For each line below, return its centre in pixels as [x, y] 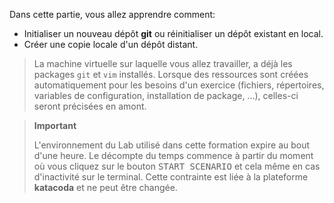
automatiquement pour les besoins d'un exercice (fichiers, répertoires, [179, 85]
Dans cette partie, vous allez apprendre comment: [112, 14]
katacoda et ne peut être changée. [105, 187]
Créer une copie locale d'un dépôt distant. [111, 44]
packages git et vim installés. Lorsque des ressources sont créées [171, 74]
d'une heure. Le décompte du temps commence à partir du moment [173, 155]
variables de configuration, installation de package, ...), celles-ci [166, 95]
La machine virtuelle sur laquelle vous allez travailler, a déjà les [163, 63]
